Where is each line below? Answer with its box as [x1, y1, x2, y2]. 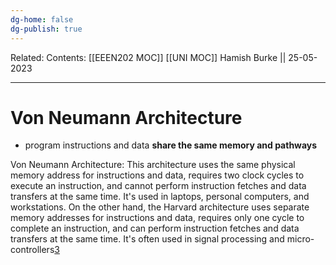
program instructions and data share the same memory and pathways [24, 139, 318, 151]
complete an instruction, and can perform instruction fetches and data [10, 222, 300, 235]
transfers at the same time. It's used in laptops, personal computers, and [10, 191, 310, 203]
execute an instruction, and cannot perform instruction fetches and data [10, 180, 307, 192]
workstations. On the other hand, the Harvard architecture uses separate [10, 201, 310, 213]
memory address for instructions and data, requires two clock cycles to [10, 169, 305, 181]
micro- [286, 233, 315, 245]
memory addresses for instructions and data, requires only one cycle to [10, 212, 305, 224]
